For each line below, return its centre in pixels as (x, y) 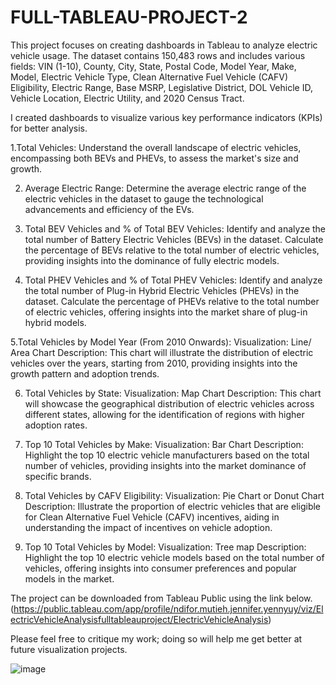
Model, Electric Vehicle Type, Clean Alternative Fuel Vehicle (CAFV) (149, 77)
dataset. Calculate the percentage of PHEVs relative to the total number (172, 301)
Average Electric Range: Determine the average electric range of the (165, 188)
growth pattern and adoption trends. (85, 373)
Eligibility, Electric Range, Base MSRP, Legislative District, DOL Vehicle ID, (161, 87)
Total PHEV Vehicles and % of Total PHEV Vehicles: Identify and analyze (173, 280)
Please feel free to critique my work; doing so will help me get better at (156, 638)
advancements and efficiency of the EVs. (109, 209)
